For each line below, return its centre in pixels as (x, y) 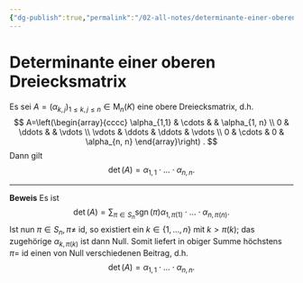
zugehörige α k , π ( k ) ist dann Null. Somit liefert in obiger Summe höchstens (146, 242)
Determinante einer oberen (113, 62)
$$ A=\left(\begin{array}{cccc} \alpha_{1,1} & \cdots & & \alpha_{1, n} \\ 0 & (151, 123)
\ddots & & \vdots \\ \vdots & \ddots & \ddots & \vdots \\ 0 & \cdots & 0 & (151, 132)
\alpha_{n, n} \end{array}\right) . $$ (151, 141)
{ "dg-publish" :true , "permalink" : (72, 18)
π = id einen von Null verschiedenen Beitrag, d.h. (99, 252)
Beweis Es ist (35, 198)
